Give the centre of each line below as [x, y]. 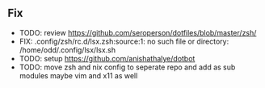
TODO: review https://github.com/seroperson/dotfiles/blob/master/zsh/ [138, 32]
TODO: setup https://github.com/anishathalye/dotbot [107, 58]
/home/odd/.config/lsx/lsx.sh [67, 50]
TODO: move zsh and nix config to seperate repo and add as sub [127, 67]
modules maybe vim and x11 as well [78, 75]
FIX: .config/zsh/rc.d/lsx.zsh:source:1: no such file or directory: [124, 41]
